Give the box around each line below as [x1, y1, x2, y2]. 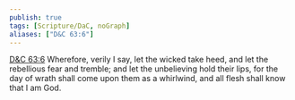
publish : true [9, 12, 63, 22]
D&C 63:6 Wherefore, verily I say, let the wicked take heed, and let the [9, 54, 269, 65]
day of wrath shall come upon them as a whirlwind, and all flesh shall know [9, 73, 286, 84]
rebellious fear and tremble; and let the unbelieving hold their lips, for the [9, 63, 279, 74]
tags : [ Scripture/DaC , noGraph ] [9, 21, 130, 30]
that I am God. [9, 82, 62, 94]
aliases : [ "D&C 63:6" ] [9, 29, 94, 38]
